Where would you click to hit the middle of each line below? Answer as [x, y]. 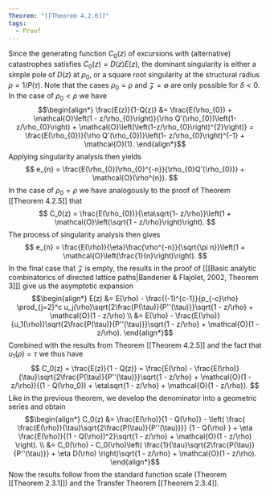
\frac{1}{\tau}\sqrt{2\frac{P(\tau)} [200, 444]
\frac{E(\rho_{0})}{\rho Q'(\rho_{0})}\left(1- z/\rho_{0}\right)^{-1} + [135, 136]
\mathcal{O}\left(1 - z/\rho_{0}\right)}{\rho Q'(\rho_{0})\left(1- [135, 118]
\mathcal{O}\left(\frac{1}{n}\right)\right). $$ [135, 256]
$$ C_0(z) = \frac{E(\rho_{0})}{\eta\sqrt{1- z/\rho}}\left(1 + [135, 213]
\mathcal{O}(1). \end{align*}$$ [135, 144]
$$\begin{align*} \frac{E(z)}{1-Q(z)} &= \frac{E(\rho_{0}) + [135, 110]
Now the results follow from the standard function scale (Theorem [118, 474]
